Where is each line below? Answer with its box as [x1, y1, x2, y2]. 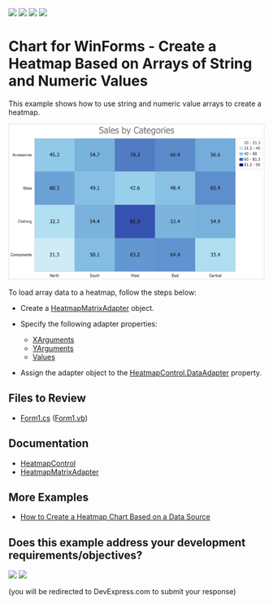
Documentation [8, 436, 89, 451]
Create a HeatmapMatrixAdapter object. [19, 303, 154, 313]
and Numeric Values [8, 72, 149, 90]
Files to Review [8, 392, 87, 405]
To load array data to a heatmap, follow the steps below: [8, 287, 197, 297]
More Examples [8, 490, 89, 504]
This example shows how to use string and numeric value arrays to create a [8, 98, 262, 108]
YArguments [32, 343, 75, 353]
